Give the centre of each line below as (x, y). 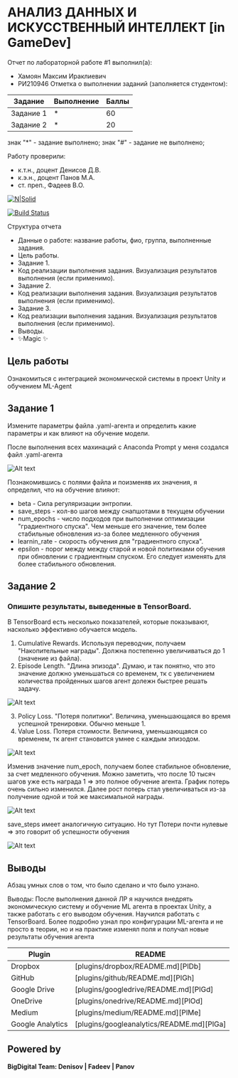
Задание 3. (34, 308)
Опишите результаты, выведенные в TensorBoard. (99, 606)
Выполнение (76, 101)
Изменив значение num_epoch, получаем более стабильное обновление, (119, 766)
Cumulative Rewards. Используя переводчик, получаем (102, 643)
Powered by (34, 1049)
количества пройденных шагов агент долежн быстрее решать (113, 681)
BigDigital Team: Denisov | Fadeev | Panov (71, 1066)
